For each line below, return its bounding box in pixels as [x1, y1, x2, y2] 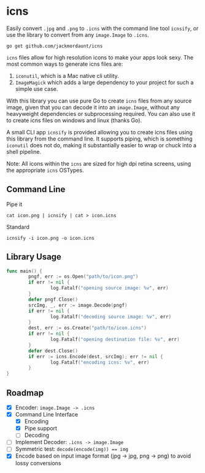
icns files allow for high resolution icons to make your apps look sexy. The [6, 53, 194, 61]
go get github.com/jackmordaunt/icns [6, 43, 103, 49]
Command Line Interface [15, 411, 79, 418]
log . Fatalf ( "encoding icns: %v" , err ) [50, 359, 150, 366]
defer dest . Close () [28, 348, 79, 354]
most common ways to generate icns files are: [6, 60, 123, 67]
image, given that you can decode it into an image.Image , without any [6, 103, 180, 111]
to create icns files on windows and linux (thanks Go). [6, 117, 142, 124]
